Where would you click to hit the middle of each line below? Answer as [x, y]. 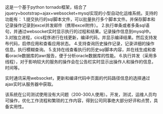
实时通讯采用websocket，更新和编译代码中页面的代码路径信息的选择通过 [78, 78]
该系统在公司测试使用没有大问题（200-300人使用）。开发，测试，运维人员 [79, 94]
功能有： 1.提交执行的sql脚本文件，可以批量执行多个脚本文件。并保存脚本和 [80, 19]
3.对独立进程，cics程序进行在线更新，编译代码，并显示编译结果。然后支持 [79, 37]
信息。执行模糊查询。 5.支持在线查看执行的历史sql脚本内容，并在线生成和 [78, 49]
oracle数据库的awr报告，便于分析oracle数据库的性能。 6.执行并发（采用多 [83, 56]
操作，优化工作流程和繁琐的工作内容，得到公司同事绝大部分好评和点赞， [81, 100]
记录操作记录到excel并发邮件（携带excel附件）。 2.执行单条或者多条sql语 [77, 25]
